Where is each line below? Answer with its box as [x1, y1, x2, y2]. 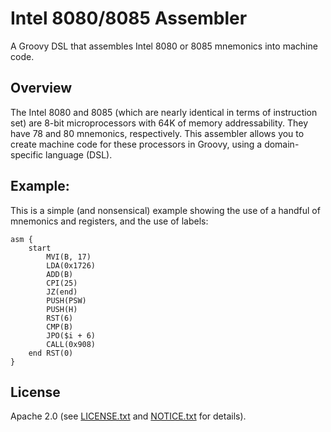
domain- [264, 138, 300, 150]
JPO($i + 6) [46, 330, 97, 341]
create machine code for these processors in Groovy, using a [10, 138, 263, 150]
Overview [10, 80, 73, 97]
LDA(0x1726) [46, 260, 97, 271]
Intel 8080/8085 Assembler [10, 7, 248, 30]
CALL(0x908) [46, 339, 97, 349]
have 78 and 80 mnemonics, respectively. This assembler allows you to [10, 127, 305, 139]
